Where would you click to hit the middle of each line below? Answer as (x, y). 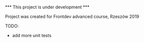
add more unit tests (32, 35)
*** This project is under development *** (47, 7)
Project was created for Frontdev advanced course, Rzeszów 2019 (72, 16)
